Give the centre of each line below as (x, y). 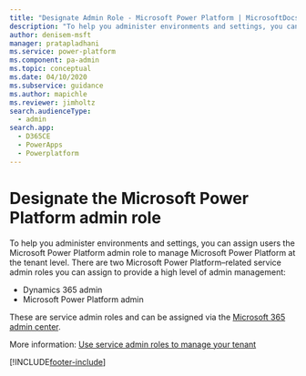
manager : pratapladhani (55, 43)
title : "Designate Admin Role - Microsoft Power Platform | (126, 18)
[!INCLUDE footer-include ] (58, 361)
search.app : (32, 128)
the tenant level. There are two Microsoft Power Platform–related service (146, 262)
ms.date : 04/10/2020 (49, 77)
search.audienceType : (51, 111)
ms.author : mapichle (49, 94)
